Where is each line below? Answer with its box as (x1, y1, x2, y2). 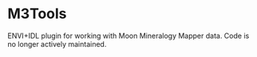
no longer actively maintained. (7, 39, 107, 48)
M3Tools (7, 5, 67, 23)
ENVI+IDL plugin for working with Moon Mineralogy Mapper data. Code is (7, 31, 250, 40)
